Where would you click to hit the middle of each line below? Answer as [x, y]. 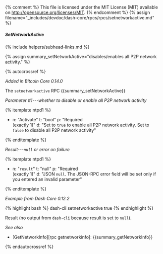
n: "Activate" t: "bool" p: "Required [47, 119]
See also [14, 227]
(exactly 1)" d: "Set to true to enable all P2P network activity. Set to [81, 125]
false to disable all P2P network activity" [54, 130]
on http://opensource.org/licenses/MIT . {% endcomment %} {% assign [78, 12]
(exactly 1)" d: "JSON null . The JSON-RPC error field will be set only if [84, 174]
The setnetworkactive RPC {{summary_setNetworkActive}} [65, 90]
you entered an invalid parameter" [47, 179]
